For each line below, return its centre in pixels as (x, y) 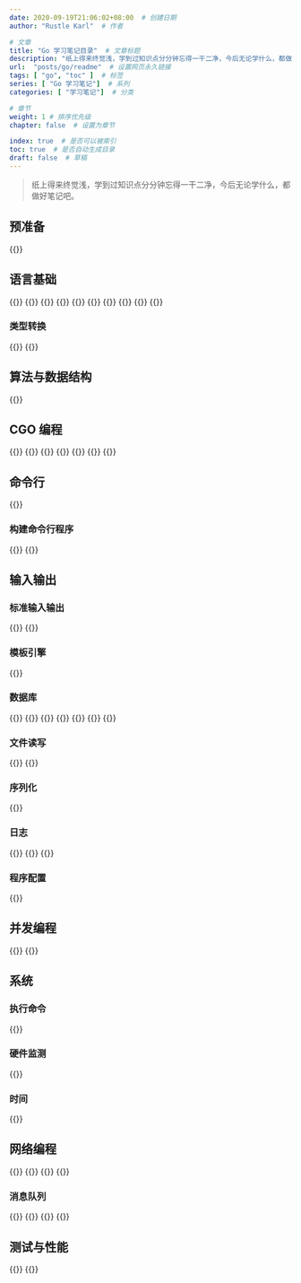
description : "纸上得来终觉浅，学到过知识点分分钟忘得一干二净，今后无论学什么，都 (147, 59)
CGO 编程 (36, 430)
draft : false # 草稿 (48, 158)
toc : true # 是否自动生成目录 (62, 150)
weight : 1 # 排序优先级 (50, 117)
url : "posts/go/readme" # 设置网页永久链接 (90, 67)
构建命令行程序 (42, 529)
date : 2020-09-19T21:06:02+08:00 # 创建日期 (93, 17)
